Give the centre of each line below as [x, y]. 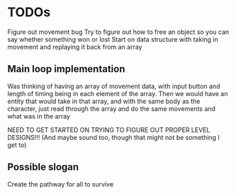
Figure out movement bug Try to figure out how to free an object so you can [118, 32]
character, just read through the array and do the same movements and [112, 108]
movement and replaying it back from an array [75, 47]
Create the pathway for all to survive [61, 184]
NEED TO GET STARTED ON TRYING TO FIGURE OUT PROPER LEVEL [109, 130]
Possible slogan [43, 167]
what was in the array [39, 116]
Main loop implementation [66, 69]
